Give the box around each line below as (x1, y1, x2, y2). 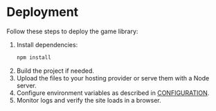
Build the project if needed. (16, 67, 95, 75)
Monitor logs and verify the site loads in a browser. (16, 96, 161, 104)
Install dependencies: (16, 40, 78, 49)
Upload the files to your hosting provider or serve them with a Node (16, 74, 210, 82)
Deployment (6, 4, 79, 20)
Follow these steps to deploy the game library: (6, 27, 138, 35)
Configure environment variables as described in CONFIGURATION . (16, 88, 210, 97)
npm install (16, 53, 51, 61)
